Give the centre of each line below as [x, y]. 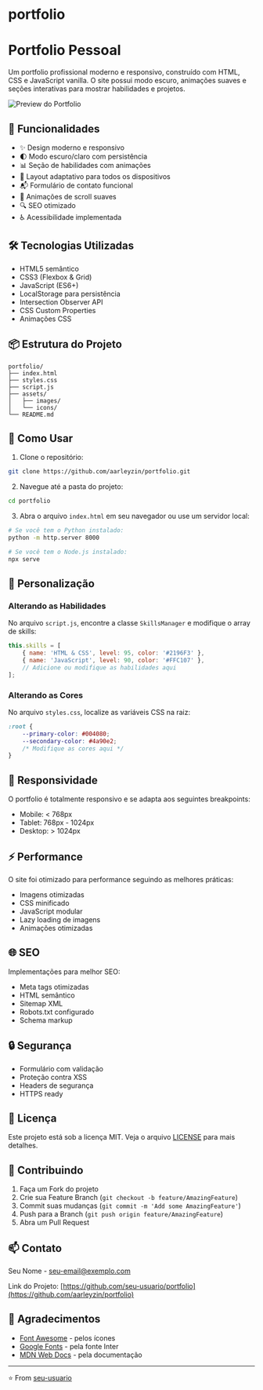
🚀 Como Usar [41, 438]
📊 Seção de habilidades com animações [85, 165]
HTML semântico [47, 995]
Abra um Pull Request [54, 1223]
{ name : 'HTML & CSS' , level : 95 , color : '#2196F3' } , [113, 653]
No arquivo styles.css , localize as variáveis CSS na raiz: [99, 712]
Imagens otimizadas [52, 894]
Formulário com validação [61, 1068]
